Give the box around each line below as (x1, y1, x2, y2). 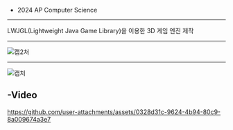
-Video (7, 89, 37, 101)
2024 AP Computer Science (17, 6, 98, 14)
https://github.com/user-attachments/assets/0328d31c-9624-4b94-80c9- (7, 107, 221, 116)
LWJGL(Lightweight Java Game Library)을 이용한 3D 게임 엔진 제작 (7, 27, 194, 35)
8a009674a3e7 (7, 115, 51, 123)
